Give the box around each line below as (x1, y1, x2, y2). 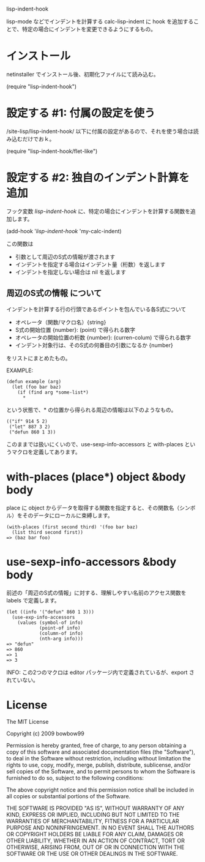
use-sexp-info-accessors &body (6, 555, 177, 569)
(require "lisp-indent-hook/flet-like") (6, 147, 98, 155)
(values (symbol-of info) (17, 620, 84, 626)
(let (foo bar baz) (12, 384, 62, 390)
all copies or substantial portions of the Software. (6, 793, 130, 800)
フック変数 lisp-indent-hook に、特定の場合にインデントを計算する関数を (6, 208, 191, 215)
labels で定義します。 (6, 596, 60, 604)
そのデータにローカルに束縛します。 (22, 511, 113, 519)
